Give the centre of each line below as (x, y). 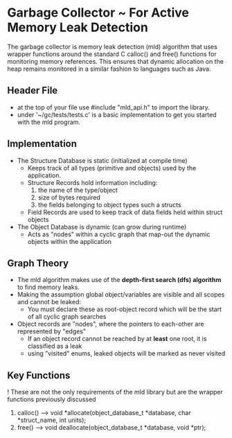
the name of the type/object (78, 190)
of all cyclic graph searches (67, 317)
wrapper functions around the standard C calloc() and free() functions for (112, 54)
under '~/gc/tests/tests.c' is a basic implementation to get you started (117, 114)
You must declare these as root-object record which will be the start (125, 309)
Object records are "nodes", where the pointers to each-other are (110, 324)
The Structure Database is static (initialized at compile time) (102, 160)
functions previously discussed (52, 399)
